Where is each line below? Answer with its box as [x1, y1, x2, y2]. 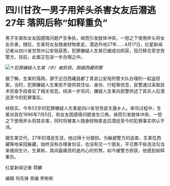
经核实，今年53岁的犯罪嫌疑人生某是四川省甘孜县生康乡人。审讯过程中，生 [5, 105, 161, 111]
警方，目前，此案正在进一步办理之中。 [5, 54, 85, 60]
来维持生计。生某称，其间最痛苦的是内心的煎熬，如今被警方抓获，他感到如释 [5, 147, 165, 153]
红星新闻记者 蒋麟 [5, 164, 42, 170]
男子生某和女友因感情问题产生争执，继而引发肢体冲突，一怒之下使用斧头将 [5, 35, 160, 41]
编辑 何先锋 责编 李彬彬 [5, 175, 54, 181]
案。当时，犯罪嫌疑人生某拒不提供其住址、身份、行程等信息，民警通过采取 [5, 81, 160, 87]
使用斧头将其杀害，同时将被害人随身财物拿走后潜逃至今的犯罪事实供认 [14, 117, 160, 124]
